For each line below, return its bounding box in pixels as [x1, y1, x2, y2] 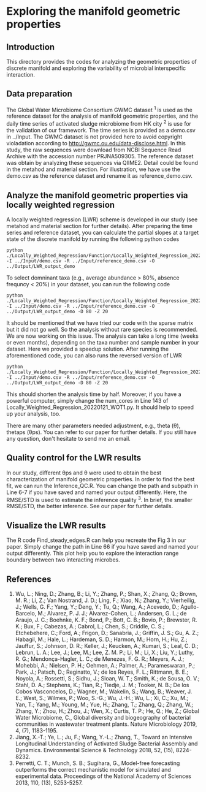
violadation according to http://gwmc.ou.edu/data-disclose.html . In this [6, 140, 186, 147]
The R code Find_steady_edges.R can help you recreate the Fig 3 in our [6, 536, 186, 544]
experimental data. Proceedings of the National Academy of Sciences [15, 772, 191, 780]
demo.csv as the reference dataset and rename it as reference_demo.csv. [6, 172, 193, 180]
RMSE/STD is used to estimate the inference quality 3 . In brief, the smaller [6, 495, 193, 503]
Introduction [6, 42, 55, 52]
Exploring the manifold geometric [6, 4, 181, 18]
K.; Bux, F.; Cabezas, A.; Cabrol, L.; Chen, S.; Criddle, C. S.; [15, 623, 165, 630]
